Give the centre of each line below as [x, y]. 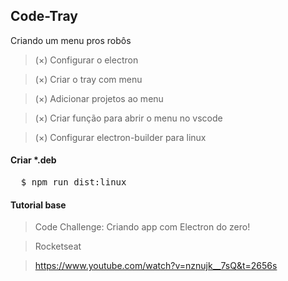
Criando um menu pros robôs [71, 40]
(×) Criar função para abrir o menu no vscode [128, 118]
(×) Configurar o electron [86, 60]
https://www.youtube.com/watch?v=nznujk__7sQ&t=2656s [156, 266]
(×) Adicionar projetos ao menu [99, 98]
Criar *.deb [33, 160]
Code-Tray [44, 16]
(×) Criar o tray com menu [88, 79]
